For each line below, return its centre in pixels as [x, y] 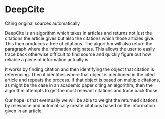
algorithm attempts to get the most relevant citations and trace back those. [82, 90]
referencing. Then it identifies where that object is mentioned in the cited [80, 74]
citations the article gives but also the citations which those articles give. [80, 38]
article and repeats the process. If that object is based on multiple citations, [83, 80]
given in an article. [24, 111]
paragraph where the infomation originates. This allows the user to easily [80, 49]
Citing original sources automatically [43, 23]
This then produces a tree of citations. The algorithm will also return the [79, 43]
